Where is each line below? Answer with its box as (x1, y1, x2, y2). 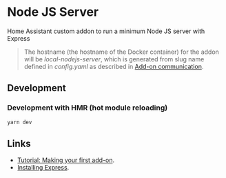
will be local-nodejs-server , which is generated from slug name (23, 55, 205, 63)
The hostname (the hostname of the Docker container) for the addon (23, 48, 219, 56)
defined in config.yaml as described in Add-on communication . (23, 62, 204, 70)
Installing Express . (17, 164, 70, 172)
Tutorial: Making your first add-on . (17, 156, 115, 164)
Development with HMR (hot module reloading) (7, 103, 168, 112)
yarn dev (7, 119, 32, 126)
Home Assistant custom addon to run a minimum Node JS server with (7, 27, 205, 35)
